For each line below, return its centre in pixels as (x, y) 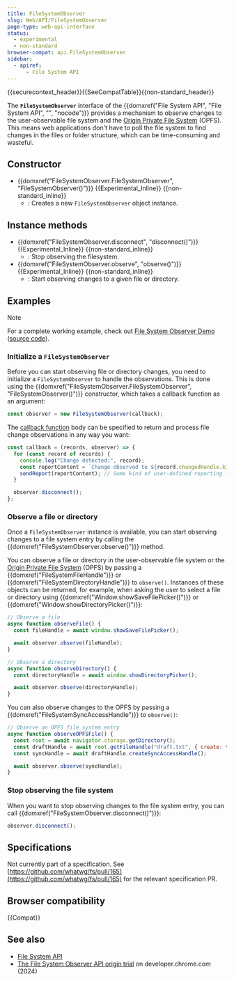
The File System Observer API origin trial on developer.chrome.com (114, 964)
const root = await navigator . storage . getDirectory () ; (95, 740)
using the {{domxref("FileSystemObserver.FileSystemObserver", (100, 387)
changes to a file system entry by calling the (71, 539)
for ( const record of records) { (62, 454)
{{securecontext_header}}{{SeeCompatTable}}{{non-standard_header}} (111, 92)
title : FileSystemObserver (46, 14)
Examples (29, 301)
